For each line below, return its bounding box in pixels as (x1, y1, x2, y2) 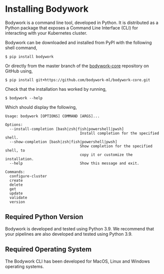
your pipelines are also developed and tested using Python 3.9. (5, 231, 133, 237)
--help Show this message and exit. (9, 161, 139, 166)
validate (9, 195, 27, 200)
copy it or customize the (80, 152, 133, 157)
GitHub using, (5, 68, 33, 74)
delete (9, 182, 23, 187)
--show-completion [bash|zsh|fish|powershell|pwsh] (9, 139, 118, 144)
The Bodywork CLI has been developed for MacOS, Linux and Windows (5, 258, 150, 264)
